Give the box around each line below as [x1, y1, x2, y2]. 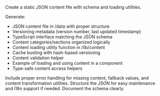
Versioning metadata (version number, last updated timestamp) [12, 29, 141, 34]
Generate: [5, 14, 26, 19]
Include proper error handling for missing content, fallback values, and [5, 75, 149, 81]
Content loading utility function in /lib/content [12, 45, 105, 50]
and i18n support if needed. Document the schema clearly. [5, 86, 125, 91]
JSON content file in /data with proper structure [12, 23, 110, 29]
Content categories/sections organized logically [12, 39, 110, 45]
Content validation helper [12, 55, 64, 61]
